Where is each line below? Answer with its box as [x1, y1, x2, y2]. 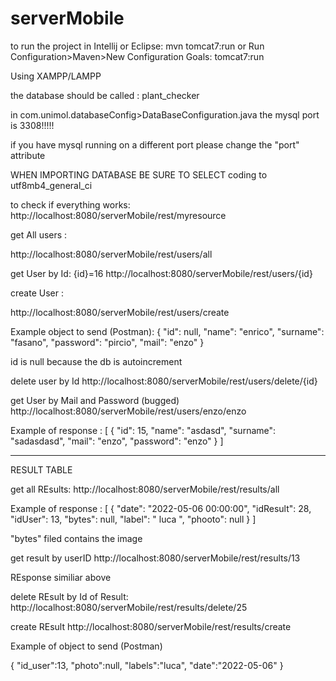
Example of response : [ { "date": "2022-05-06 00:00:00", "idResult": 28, [10, 502, 312, 514]
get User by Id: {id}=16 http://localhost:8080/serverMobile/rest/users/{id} [10, 267, 313, 279]
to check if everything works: [10, 198, 131, 211]
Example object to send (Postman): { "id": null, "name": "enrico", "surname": [10, 325, 325, 337]
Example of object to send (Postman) [10, 640, 163, 652]
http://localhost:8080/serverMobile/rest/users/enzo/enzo [10, 405, 247, 417]
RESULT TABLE [10, 463, 73, 476]
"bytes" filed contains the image [10, 532, 143, 544]
